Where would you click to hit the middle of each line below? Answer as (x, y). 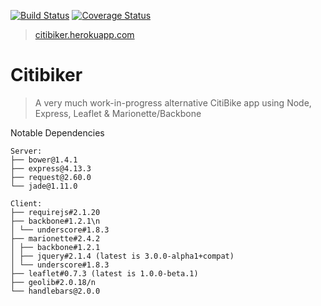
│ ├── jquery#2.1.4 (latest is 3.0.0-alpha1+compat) (122, 256)
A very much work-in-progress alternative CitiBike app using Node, (173, 102)
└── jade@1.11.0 (44, 186)
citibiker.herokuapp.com (84, 34)
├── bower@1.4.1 (44, 160)
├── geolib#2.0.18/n (53, 282)
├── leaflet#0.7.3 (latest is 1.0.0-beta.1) (104, 273)
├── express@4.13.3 (51, 168)
